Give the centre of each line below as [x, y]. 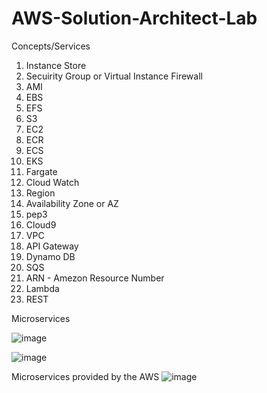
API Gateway [52, 246]
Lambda [42, 288]
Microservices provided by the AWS [85, 376]
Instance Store [56, 65]
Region [40, 193]
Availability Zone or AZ [72, 203]
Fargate [41, 171]
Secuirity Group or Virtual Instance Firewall [114, 76]
